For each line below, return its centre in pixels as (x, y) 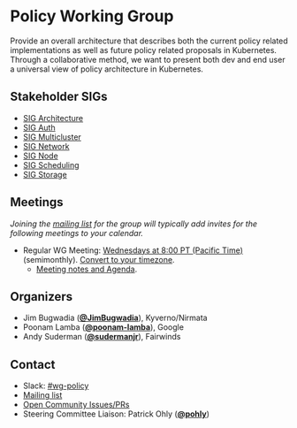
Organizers (42, 297)
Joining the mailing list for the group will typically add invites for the (133, 224)
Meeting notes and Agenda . (87, 269)
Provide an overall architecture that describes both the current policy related (149, 41)
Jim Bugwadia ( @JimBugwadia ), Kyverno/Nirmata (115, 318)
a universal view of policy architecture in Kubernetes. (107, 69)
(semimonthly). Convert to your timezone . (99, 259)
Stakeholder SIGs (59, 97)
